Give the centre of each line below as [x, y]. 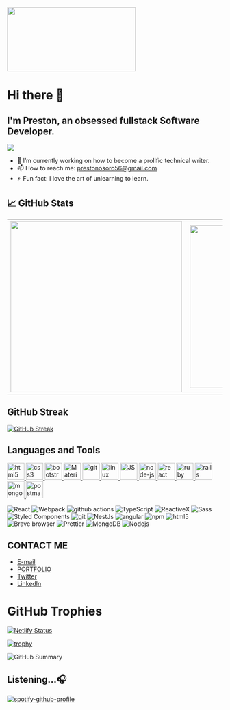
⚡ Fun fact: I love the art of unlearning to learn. [82, 178]
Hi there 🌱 [35, 96]
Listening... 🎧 [37, 680]
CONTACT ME [38, 545]
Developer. [31, 131]
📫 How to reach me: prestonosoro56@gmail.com [87, 168]
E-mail [26, 562]
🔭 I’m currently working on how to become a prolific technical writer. [113, 161]
